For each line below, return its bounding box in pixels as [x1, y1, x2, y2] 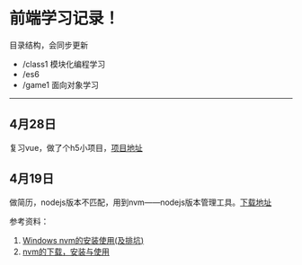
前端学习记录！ [9, 8, 120, 29]
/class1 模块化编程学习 [22, 58, 106, 69]
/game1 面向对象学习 [22, 79, 99, 90]
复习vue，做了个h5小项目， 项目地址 [9, 142, 143, 153]
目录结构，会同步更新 [9, 40, 88, 50]
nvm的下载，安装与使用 [22, 246, 110, 257]
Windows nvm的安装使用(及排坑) [22, 234, 145, 245]
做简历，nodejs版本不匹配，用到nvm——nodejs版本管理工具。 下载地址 [9, 197, 272, 208]
